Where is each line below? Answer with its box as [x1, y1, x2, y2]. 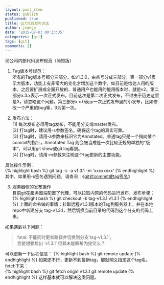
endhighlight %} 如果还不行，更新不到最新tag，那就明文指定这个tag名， [5, 257, 150, 263]
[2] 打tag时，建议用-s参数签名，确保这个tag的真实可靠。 [12, 127, 127, 133]
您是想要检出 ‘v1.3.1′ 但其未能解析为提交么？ [17, 240, 105, 246]
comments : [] [5, 44, 32, 48]
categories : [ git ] [5, 35, 43, 40]
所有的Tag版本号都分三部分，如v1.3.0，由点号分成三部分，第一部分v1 [12, 74, 152, 80]
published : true [5, 16, 38, 21]
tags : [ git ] [5, 39, 29, 44]
